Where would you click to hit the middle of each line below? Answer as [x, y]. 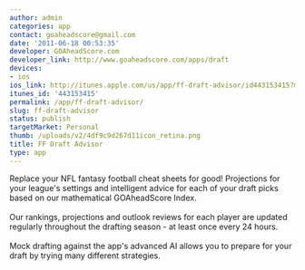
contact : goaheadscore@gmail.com [73, 34]
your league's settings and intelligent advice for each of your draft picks [144, 188]
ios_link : [28, 85]
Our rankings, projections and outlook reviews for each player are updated [148, 217]
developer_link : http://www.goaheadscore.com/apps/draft [119, 60]
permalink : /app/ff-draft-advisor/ [77, 102]
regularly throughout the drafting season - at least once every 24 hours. [144, 227]
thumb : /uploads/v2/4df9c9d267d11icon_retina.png [105, 136]
